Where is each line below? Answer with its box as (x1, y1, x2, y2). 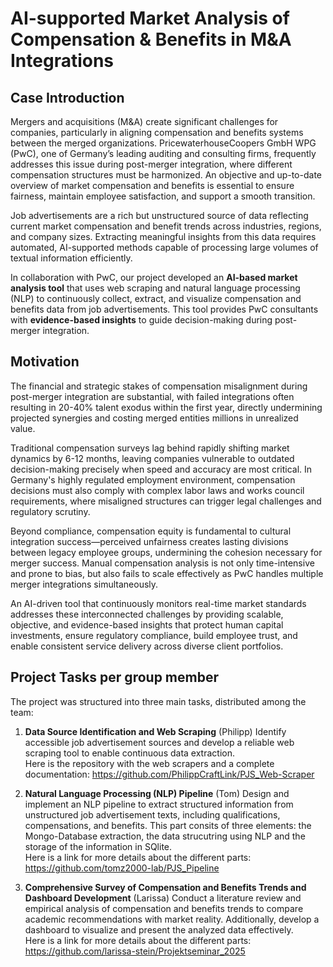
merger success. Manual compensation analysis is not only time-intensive (10, 557, 315, 569)
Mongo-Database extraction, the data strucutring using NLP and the (24, 830, 306, 842)
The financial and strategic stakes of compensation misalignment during (10, 380, 308, 392)
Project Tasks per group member (10, 669, 219, 686)
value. (10, 422, 36, 434)
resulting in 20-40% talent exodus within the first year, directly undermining (10, 401, 323, 413)
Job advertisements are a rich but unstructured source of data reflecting (10, 210, 309, 221)
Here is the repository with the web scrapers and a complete (24, 757, 275, 769)
